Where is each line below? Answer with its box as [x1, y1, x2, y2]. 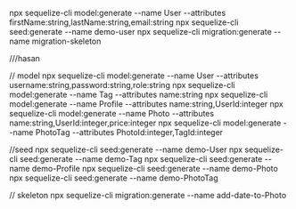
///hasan [9, 53, 40, 63]
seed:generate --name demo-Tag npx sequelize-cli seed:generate [19, 154, 263, 164]
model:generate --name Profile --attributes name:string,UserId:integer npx [9, 99, 284, 109]
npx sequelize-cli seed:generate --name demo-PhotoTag [9, 173, 218, 183]
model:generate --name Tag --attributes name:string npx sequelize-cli [9, 89, 268, 100]
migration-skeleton [31, 36, 102, 46]
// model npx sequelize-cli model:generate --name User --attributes [9, 70, 259, 81]
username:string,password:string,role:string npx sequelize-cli [9, 80, 235, 90]
